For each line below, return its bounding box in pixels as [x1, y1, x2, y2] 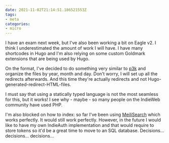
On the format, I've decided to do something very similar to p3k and [5, 66, 146, 72]
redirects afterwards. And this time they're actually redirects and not [5, 76, 147, 82]
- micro [5, 26, 22, 31]
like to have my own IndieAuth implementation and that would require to [5, 122, 154, 128]
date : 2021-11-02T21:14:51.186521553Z [5, 7, 87, 13]
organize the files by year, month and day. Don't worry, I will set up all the [5, 71, 158, 77]
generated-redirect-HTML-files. [5, 81, 72, 88]
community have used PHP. [5, 102, 63, 108]
